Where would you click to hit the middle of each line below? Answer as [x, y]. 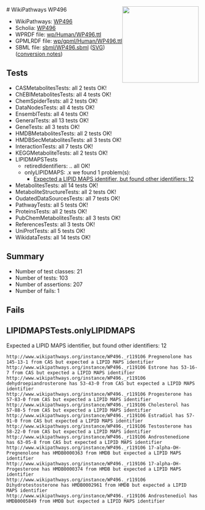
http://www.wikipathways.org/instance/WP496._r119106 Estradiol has [95, 415]
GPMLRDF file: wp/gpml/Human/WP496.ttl [69, 41]
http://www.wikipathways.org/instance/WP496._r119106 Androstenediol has [102, 496]
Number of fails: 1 [37, 290]
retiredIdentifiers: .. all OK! [57, 166]
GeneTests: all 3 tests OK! [48, 127]
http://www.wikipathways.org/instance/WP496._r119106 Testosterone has [99, 426]
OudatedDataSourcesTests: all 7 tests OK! [67, 198]
